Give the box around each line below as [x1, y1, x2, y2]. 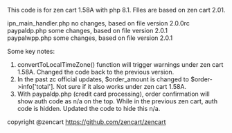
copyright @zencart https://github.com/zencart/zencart [7, 118, 166, 126]
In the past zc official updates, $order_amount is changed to [17, 75, 189, 83]
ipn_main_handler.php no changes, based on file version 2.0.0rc [7, 19, 190, 27]
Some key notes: [7, 48, 55, 55]
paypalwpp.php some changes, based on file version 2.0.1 [7, 34, 173, 42]
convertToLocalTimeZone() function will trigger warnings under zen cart [17, 61, 224, 68]
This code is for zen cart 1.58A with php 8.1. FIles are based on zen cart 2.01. [7, 6, 226, 14]
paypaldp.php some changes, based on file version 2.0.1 [7, 27, 168, 34]
